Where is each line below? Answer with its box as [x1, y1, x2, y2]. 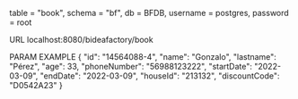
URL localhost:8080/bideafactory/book [9, 35, 154, 45]
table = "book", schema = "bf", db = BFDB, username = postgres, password [9, 8, 289, 18]
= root [9, 17, 32, 28]
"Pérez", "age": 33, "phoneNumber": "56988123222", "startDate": [9, 62, 253, 71]
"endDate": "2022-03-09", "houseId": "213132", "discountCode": [39, 70, 280, 81]
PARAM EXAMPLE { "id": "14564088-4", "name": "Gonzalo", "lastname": [9, 52, 276, 62]
